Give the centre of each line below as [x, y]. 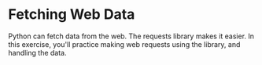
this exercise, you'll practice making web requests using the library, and [124, 44]
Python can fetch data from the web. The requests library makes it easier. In [131, 36]
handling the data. [37, 52]
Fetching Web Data [72, 14]
